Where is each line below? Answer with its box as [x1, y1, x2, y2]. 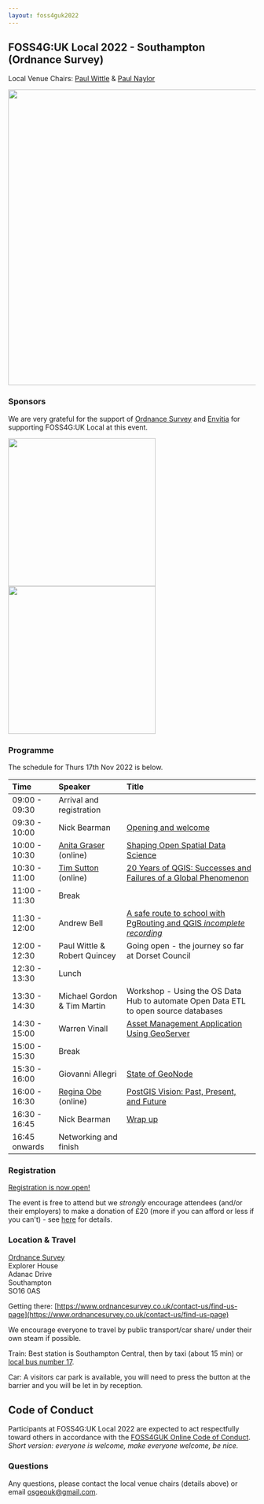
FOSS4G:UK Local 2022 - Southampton [8, 41, 206, 54]
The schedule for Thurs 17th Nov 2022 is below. [8, 762, 163, 772]
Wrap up [126, 1114, 159, 1125]
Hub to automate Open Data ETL [126, 996, 246, 1007]
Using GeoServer [126, 1028, 190, 1039]
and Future [126, 1096, 167, 1108]
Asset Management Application [126, 1018, 243, 1029]
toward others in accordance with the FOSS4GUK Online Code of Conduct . [8, 1432, 251, 1443]
